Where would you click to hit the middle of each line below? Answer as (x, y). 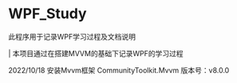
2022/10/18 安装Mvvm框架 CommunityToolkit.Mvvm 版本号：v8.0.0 (119, 70)
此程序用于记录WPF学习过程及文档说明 (72, 36)
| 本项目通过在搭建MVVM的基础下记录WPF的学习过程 (96, 53)
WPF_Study (47, 14)
